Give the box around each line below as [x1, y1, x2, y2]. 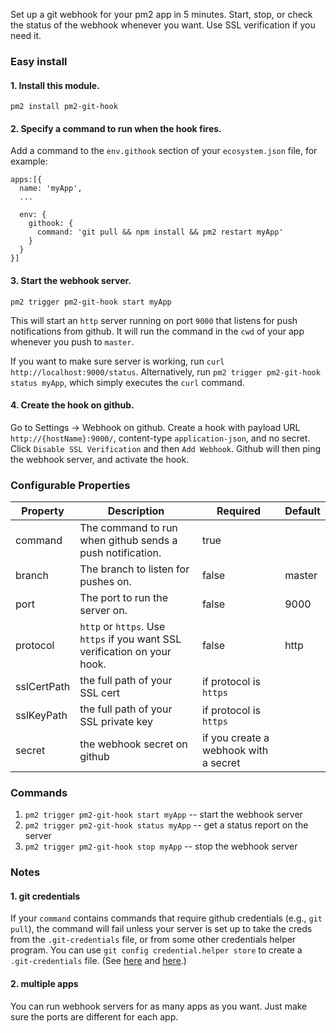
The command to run [79, 521, 178, 535]
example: [10, 155, 48, 168]
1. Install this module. [10, 79, 100, 91]
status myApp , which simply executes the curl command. [10, 376, 245, 388]
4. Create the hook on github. [10, 399, 135, 411]
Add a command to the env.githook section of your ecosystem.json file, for [10, 145, 318, 157]
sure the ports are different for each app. [10, 1010, 179, 1023]
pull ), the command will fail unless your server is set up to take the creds [10, 923, 313, 935]
